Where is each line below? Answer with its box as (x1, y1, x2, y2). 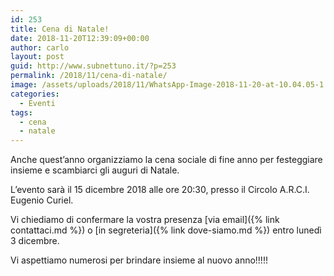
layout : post (10, 52, 65, 62)
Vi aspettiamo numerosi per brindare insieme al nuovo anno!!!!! (10, 254, 268, 266)
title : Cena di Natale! (10, 24, 110, 34)
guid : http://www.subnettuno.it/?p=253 (10, 61, 177, 71)
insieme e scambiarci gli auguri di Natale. (10, 164, 180, 176)
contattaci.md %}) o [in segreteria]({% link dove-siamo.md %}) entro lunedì (10, 224, 322, 236)
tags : (10, 107, 33, 118)
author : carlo (10, 42, 70, 53)
